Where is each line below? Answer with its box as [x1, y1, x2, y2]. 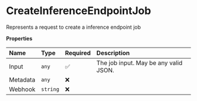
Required [64, 49, 91, 57]
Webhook [9, 85, 36, 93]
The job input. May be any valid [96, 59, 183, 67]
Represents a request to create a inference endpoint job [6, 23, 141, 31]
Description [96, 49, 130, 57]
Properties [6, 35, 33, 42]
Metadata [9, 75, 36, 83]
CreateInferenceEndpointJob [6, 4, 151, 18]
